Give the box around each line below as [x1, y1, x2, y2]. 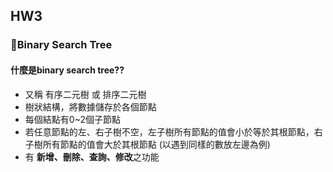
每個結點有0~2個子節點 [24, 113, 121, 125]
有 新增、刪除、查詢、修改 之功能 [24, 150, 160, 163]
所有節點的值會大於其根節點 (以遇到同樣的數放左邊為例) [42, 138, 271, 150]
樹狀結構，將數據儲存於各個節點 [24, 100, 157, 113]
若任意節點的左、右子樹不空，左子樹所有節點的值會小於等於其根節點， [24, 125, 315, 138]
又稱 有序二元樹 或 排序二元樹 [24, 88, 147, 100]
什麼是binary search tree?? [10, 64, 125, 76]
